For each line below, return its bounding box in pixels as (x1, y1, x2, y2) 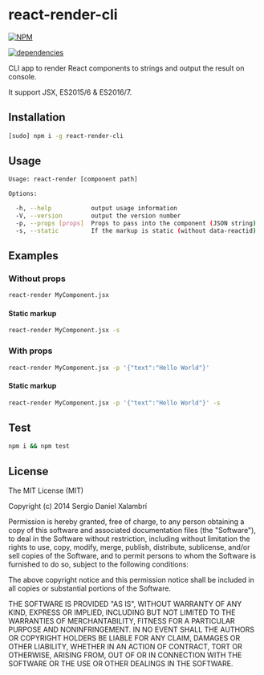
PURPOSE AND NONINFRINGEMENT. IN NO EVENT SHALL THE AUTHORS (8, 624, 255, 635)
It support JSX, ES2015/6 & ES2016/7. (8, 87, 132, 97)
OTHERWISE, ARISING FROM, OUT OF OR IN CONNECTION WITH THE (8, 650, 242, 660)
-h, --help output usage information (15, 205, 178, 213)
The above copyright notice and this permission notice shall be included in (8, 575, 254, 585)
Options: (8, 190, 38, 198)
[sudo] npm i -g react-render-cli (8, 132, 124, 140)
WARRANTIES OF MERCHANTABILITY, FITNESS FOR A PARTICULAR (8, 616, 235, 626)
